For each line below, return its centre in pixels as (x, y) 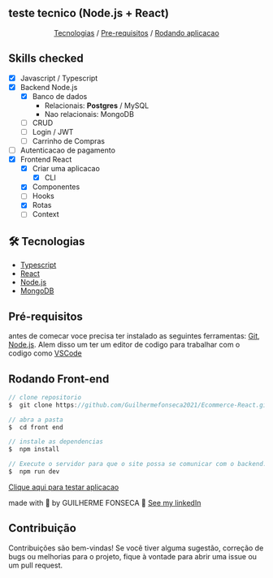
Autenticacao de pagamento (68, 150)
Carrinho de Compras (69, 140)
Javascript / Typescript (59, 78)
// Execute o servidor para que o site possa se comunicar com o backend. (138, 464)
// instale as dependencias (56, 442)
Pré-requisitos (46, 316)
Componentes (56, 187)
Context (45, 214)
